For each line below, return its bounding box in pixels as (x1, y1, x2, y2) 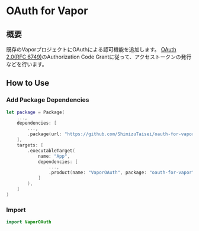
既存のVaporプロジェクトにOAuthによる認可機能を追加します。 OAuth (6, 46, 176, 53)
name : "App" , (37, 153, 70, 159)
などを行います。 (6, 61, 47, 67)
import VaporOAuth (6, 219, 52, 225)
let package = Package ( (6, 109, 65, 115)
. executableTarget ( (27, 148, 76, 154)
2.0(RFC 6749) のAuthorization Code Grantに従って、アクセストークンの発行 (6, 53, 191, 60)
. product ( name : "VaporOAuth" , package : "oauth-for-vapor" (48, 170, 195, 175)
